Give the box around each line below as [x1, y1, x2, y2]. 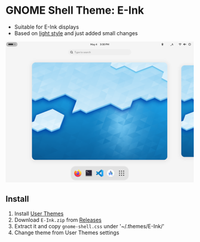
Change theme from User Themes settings [14, 229, 120, 236]
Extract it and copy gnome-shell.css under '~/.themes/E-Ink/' [14, 222, 165, 229]
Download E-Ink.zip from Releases [14, 216, 102, 224]
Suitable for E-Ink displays [14, 23, 79, 30]
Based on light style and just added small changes [14, 29, 139, 36]
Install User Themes [14, 210, 64, 217]
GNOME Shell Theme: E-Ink [5, 4, 144, 17]
